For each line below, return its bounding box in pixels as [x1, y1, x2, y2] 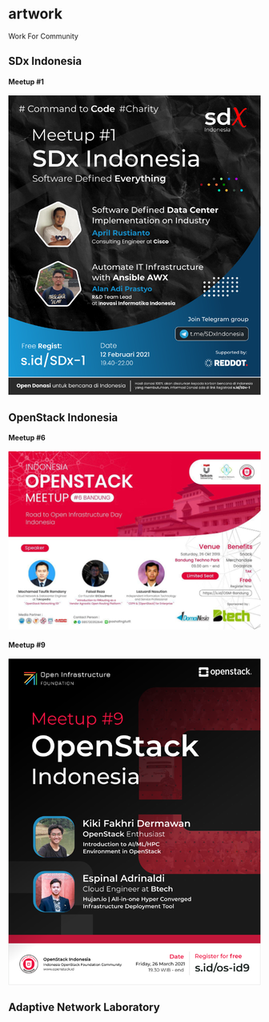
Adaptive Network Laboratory [8, 1000, 160, 1014]
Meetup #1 [8, 77, 44, 87]
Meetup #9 [8, 640, 46, 650]
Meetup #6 [8, 433, 46, 443]
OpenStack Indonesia [8, 410, 118, 424]
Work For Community [8, 31, 78, 41]
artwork [8, 5, 62, 23]
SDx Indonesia [8, 54, 82, 68]
